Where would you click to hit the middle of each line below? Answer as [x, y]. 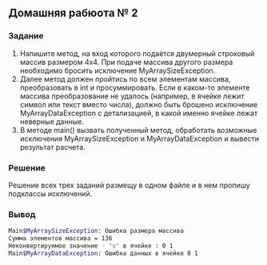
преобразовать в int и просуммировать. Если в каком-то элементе [135, 87]
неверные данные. [52, 121]
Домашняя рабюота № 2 [73, 13]
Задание [26, 36]
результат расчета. [53, 147]
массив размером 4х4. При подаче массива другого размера [126, 62]
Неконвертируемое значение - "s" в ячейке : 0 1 [91, 246]
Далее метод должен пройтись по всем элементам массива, [125, 78]
